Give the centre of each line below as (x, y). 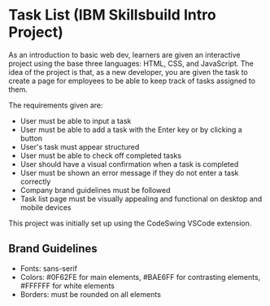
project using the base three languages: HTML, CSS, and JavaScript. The (131, 63)
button (31, 138)
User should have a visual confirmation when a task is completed (129, 164)
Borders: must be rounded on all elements (90, 294)
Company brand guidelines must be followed (95, 190)
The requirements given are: (56, 105)
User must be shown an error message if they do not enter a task (129, 173)
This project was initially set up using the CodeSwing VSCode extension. (130, 223)
